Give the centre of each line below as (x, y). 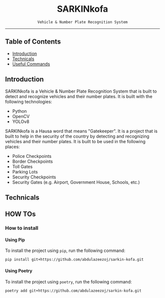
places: (13, 147)
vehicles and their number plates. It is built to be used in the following (75, 141)
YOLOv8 (21, 122)
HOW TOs (20, 214)
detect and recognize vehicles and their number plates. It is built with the (79, 96)
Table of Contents (33, 42)
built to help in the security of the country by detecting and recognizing (77, 136)
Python (19, 111)
